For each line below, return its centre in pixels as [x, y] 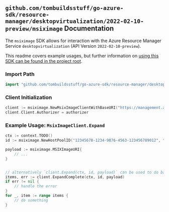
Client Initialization [29, 97]
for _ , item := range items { [37, 196]
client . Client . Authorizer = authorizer [47, 113]
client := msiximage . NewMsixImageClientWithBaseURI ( [62, 108]
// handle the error [36, 186]
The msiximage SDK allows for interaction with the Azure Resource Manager [83, 41]
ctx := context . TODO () [29, 136]
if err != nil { [22, 182]
